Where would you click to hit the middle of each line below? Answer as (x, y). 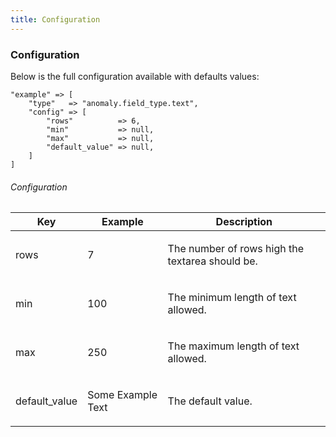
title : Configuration (55, 19)
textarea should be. (212, 261)
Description (244, 222)
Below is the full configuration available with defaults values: (135, 76)
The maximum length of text (233, 346)
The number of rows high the (236, 249)
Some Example (122, 395)
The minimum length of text (232, 298)
